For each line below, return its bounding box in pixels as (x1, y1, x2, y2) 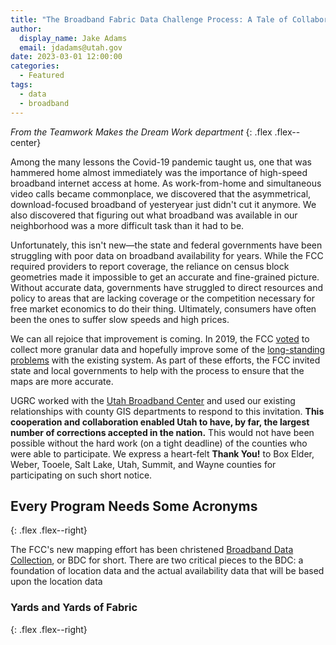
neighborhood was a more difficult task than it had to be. (10, 219, 245, 231)
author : (10, 24, 43, 34)
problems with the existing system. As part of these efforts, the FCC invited (10, 354, 321, 366)
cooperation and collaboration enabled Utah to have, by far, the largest (10, 416, 310, 428)
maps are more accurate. (10, 375, 114, 387)
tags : (10, 80, 33, 90)
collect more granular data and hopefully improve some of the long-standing (10, 343, 326, 355)
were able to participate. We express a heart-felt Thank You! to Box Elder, (10, 447, 315, 460)
